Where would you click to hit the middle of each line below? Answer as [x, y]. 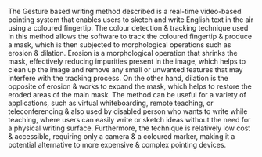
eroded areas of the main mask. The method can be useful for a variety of [127, 95]
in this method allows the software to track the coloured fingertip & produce [130, 36]
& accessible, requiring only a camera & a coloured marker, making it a [122, 136]
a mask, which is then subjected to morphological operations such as [120, 45]
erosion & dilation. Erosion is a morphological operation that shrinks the [123, 53]
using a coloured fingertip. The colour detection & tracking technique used [128, 28]
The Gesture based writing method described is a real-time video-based [125, 11]
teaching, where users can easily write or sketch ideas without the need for [129, 120]
